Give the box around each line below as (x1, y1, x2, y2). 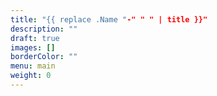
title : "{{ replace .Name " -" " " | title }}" (10, 14, 208, 25)
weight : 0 (10, 71, 52, 81)
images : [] (10, 42, 56, 53)
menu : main (10, 61, 56, 71)
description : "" (10, 24, 78, 34)
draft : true (10, 33, 60, 43)
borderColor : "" (10, 52, 78, 62)
